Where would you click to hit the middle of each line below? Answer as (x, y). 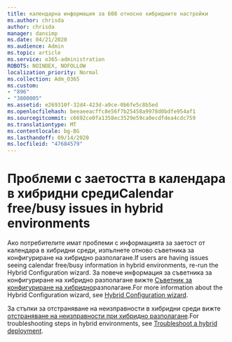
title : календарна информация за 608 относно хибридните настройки (108, 14)
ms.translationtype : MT (42, 124)
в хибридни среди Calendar (90, 194)
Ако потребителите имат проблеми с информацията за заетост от (106, 243)
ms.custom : (23, 85)
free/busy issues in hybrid (85, 208)
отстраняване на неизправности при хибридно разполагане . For (103, 316)
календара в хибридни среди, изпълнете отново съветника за (101, 250)
